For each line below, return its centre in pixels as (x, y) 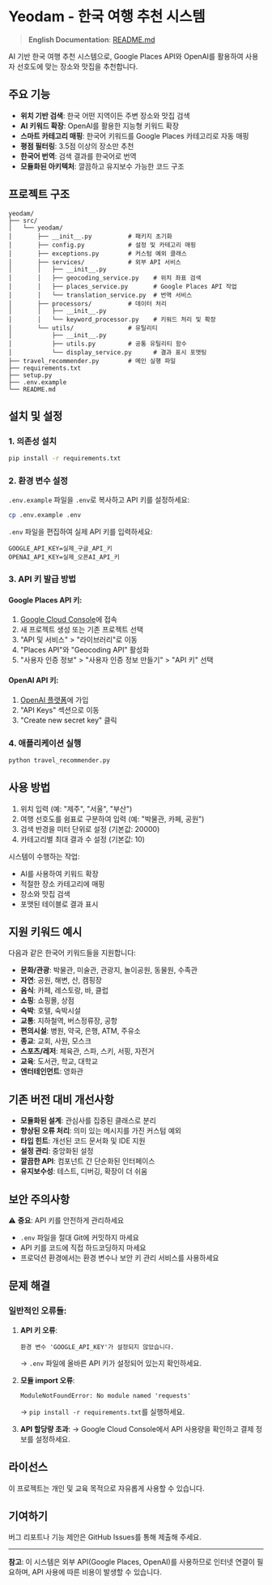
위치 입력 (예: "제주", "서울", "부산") (76, 808)
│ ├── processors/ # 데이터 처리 (88, 304)
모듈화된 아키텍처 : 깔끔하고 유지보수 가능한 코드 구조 (102, 166)
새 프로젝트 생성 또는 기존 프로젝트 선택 (82, 630)
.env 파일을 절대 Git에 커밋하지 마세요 (79, 1238)
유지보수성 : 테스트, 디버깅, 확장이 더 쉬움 (84, 1172)
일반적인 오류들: (38, 1311)
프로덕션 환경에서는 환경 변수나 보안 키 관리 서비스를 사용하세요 (119, 1258)
